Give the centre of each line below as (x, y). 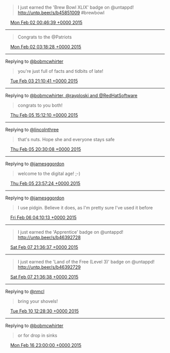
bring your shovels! (38, 301)
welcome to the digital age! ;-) (49, 173)
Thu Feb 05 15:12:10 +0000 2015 (44, 115)
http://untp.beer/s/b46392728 (49, 237)
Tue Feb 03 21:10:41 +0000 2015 (44, 81)
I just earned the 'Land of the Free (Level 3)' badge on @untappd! (86, 262)
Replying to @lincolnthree (32, 129)
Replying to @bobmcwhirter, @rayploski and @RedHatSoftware (71, 95)
